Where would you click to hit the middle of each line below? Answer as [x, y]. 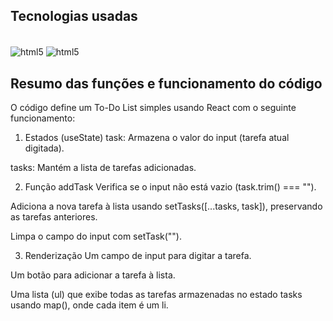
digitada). [44, 148]
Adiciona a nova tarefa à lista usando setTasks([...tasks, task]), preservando [166, 206]
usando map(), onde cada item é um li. [89, 305]
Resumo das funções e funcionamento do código [166, 83]
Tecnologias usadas [74, 16]
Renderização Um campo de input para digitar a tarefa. [138, 256]
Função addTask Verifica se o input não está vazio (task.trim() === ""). [170, 187]
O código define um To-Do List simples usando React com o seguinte [153, 108]
